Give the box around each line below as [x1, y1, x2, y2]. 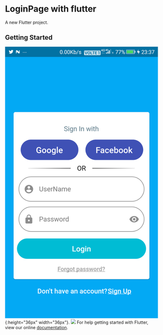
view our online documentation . [5, 324, 68, 330]
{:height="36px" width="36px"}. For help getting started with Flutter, [5, 319, 149, 325]
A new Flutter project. [5, 19, 49, 25]
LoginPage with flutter [5, 3, 97, 15]
